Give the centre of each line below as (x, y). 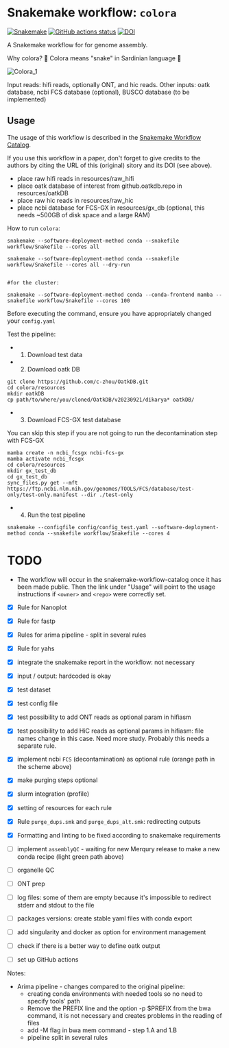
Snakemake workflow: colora (92, 13)
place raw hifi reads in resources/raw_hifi (75, 178)
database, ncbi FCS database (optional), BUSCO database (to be (98, 92)
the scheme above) (44, 767)
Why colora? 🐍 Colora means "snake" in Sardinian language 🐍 (94, 58)
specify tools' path (53, 1001)
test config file (37, 703)
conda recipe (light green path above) (71, 856)
